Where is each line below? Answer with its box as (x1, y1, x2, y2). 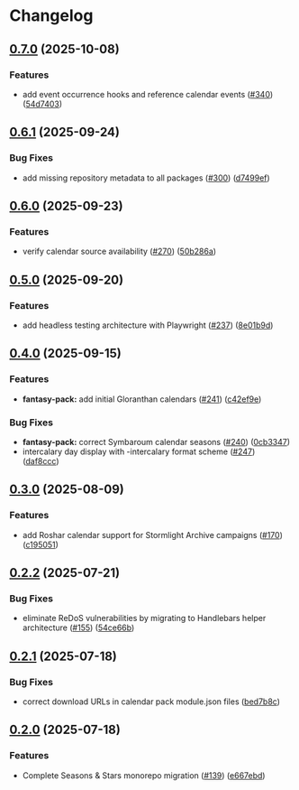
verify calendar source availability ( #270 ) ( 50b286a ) (22, 246, 217, 257)
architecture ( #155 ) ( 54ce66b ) (22, 622, 135, 633)
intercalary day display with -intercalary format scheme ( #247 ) (22, 446, 256, 457)
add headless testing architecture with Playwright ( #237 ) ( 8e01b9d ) (22, 320, 274, 330)
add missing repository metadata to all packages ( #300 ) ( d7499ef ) (22, 172, 270, 183)
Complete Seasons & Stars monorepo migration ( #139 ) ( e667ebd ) (22, 769, 266, 781)
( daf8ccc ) (22, 455, 59, 466)
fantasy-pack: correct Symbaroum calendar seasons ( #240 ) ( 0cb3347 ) (22, 436, 291, 447)
